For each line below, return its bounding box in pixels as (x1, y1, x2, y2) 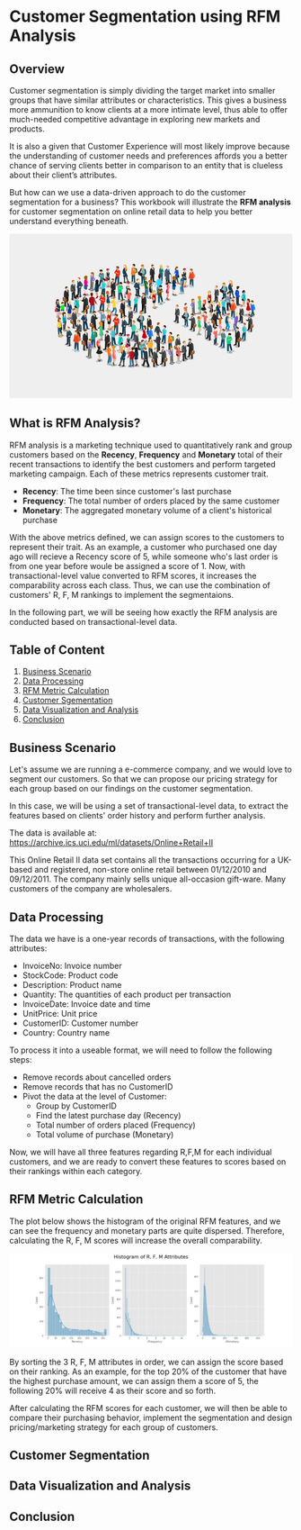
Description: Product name (22, 980, 122, 991)
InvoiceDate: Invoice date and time (22, 999, 151, 1009)
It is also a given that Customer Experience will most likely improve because (9, 141, 290, 151)
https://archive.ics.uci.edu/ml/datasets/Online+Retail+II (9, 837, 214, 848)
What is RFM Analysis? (9, 416, 141, 431)
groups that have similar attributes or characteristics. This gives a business (9, 95, 288, 105)
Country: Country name (22, 1028, 111, 1038)
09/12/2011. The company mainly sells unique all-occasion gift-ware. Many (9, 874, 286, 884)
